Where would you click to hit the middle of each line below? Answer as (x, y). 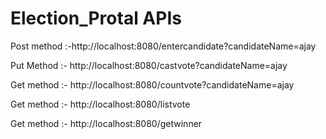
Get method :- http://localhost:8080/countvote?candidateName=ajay (152, 84)
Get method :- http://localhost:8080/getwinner (106, 123)
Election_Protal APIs (96, 18)
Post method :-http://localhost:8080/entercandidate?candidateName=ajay (163, 46)
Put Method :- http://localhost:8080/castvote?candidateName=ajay (149, 65)
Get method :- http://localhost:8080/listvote (100, 104)
